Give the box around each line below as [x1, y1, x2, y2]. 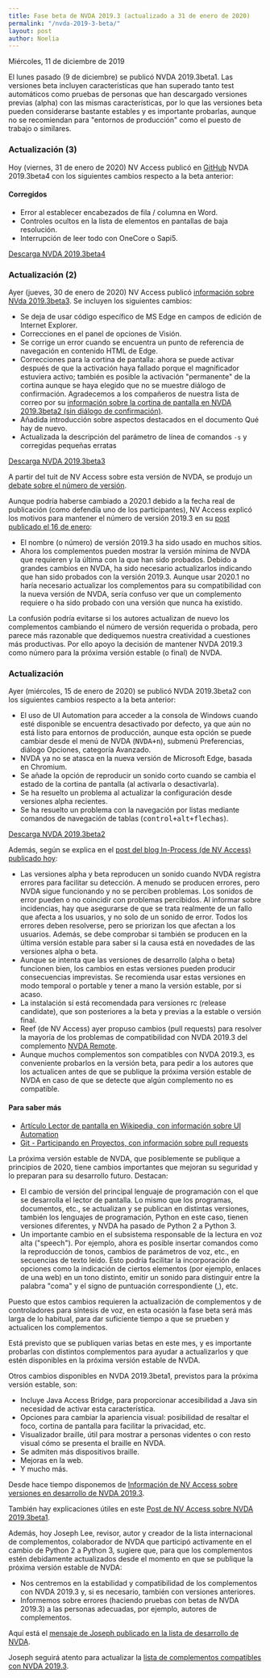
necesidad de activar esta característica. [19, 1404, 156, 1414]
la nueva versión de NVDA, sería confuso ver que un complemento [19, 590, 242, 599]
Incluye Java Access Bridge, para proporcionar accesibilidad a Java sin [19, 1395, 258, 1405]
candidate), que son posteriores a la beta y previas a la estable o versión [19, 1007, 262, 1017]
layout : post [8, 27, 52, 35]
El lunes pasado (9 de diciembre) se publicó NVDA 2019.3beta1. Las [8, 72, 234, 82]
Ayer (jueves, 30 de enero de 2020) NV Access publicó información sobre [8, 288, 255, 298]
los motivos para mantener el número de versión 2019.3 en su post [8, 514, 230, 523]
